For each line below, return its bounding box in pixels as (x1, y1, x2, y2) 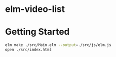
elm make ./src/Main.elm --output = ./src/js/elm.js (5, 43, 112, 48)
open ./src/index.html (5, 47, 52, 52)
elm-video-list (5, 3, 65, 15)
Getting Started (5, 26, 70, 38)
